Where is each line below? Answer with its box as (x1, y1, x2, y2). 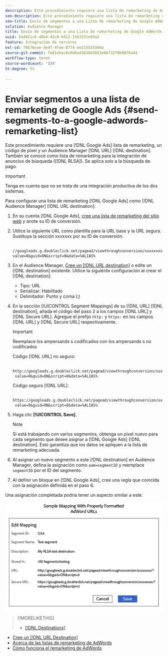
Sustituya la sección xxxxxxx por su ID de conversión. (12, 233, 124, 239)
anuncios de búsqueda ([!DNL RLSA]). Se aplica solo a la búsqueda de (5, 158, 150, 164)
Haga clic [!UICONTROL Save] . (12, 412, 77, 418)
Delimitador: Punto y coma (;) (19, 293, 80, 299)
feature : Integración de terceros (5, 40, 77, 45)
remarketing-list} (5, 126, 78, 137)
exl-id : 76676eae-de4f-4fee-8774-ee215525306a (5, 45, 104, 50)
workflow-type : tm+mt (5, 56, 50, 61)
